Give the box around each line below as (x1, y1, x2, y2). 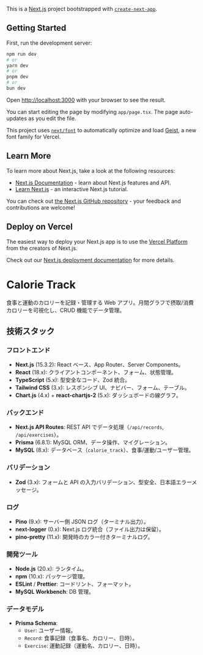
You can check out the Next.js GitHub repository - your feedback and (6, 197, 182, 205)
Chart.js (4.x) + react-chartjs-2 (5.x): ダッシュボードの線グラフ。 (15, 392, 182, 399)
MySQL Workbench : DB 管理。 (15, 588, 95, 596)
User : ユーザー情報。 (24, 626, 76, 634)
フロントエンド (6, 346, 51, 354)
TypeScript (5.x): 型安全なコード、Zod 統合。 (15, 376, 130, 384)
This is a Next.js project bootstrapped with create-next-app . (6, 6, 158, 12)
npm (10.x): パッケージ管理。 (15, 573, 89, 580)
